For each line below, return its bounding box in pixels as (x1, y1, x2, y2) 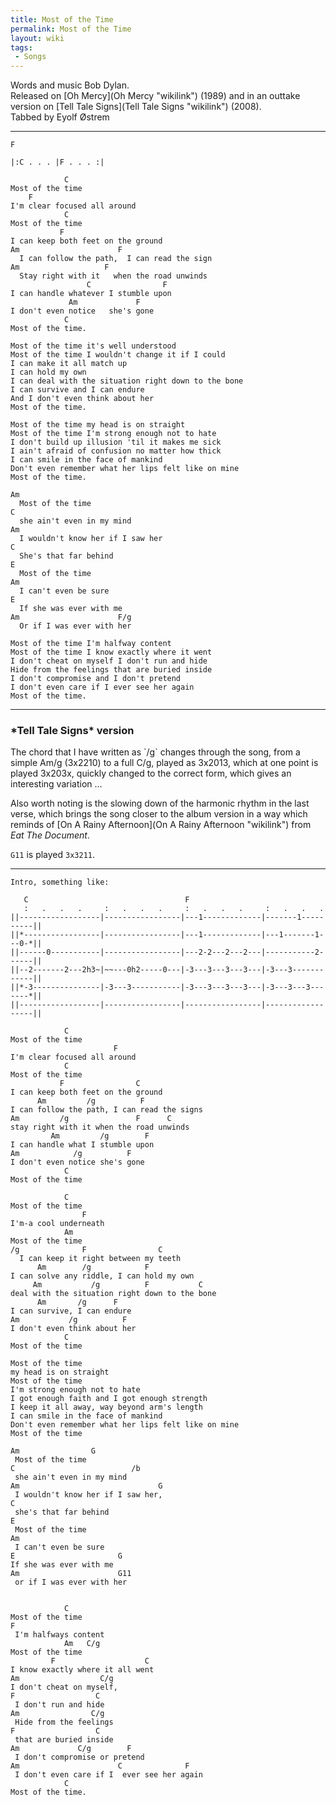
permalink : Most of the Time (10, 24, 132, 34)
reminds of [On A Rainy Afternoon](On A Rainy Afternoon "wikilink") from (10, 819, 312, 831)
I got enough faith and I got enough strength (10, 1394, 208, 1404)
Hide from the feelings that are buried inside (10, 665, 213, 675)
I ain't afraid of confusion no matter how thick (10, 446, 222, 456)
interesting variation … (10, 778, 103, 790)
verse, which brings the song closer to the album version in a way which (10, 808, 308, 820)
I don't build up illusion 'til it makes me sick (10, 437, 222, 448)
